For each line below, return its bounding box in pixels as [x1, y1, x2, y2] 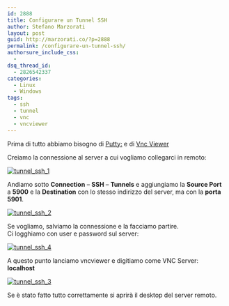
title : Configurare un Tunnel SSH [7, 17, 108, 24]
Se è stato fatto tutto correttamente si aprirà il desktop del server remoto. [7, 291, 217, 299]
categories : [7, 75, 42, 82]
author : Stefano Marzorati [7, 23, 86, 30]
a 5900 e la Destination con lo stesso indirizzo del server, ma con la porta [7, 188, 221, 196]
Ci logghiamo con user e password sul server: [7, 229, 139, 238]
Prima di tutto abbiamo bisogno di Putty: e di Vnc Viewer [7, 139, 169, 148]
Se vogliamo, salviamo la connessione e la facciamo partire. [7, 222, 179, 230]
